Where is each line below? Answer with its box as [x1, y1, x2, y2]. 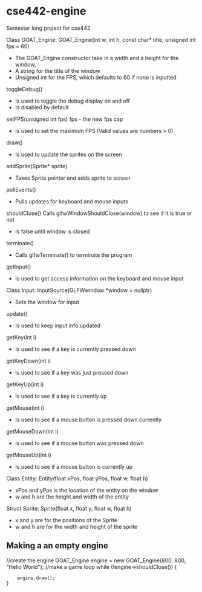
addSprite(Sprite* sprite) [6, 162, 68, 169]
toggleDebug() [6, 85, 43, 92]
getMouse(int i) [6, 404, 44, 411]
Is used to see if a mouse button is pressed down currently [15, 416, 162, 423]
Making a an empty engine [6, 540, 109, 551]
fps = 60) [6, 43, 30, 50]
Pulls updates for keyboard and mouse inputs [15, 197, 128, 205]
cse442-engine [6, 4, 86, 18]
